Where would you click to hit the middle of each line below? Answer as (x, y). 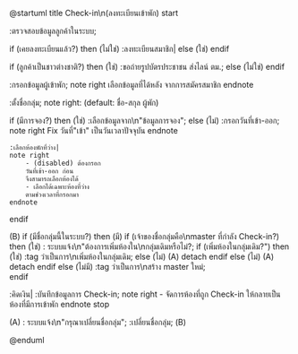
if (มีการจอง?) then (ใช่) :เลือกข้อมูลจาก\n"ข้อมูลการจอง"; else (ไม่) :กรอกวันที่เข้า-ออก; (145, 121)
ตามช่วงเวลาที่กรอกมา (52, 194)
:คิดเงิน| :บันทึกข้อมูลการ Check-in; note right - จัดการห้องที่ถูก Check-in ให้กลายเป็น (145, 294)
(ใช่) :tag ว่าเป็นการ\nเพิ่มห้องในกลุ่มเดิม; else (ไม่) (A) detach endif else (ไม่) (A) (142, 256)
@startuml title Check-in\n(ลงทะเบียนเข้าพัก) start (94, 13)
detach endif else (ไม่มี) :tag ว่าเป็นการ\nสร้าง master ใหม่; (107, 267)
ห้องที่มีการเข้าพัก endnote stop (60, 304)
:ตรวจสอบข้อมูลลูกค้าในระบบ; (53, 31)
